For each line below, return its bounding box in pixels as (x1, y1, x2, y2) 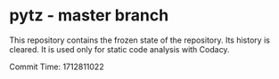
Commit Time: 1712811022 (9, 61, 104, 72)
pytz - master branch (9, 5, 169, 26)
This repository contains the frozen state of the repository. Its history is (9, 35, 270, 45)
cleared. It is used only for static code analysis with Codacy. (9, 43, 230, 54)
